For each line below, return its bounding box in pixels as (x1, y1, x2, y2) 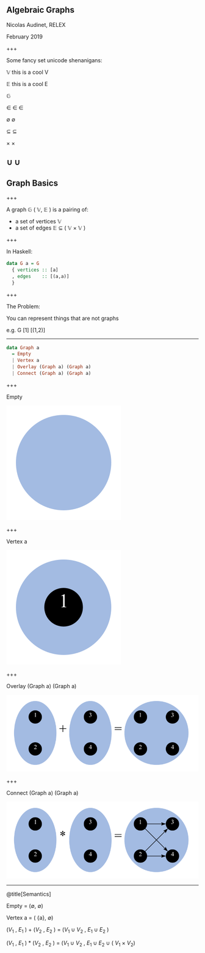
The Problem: (6, 302, 41, 310)
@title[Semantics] (6, 891, 51, 898)
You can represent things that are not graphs (6, 314, 119, 322)
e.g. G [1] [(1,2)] (6, 326, 46, 333)
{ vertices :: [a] (12, 267, 59, 273)
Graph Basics (6, 178, 59, 188)
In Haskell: (6, 248, 32, 255)
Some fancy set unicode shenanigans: (6, 56, 103, 63)
